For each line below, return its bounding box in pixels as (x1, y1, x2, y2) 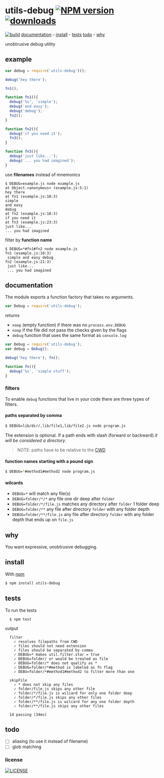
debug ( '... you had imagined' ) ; (9, 158, 76, 163)
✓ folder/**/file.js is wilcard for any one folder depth (14, 699, 135, 704)
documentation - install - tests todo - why (21, 31, 105, 37)
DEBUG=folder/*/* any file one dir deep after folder (12, 496, 115, 502)
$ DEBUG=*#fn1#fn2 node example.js (5, 246, 78, 251)
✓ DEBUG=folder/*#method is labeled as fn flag (14, 665, 113, 670)
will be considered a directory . (5, 437, 67, 443)
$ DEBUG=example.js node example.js (5, 181, 80, 186)
